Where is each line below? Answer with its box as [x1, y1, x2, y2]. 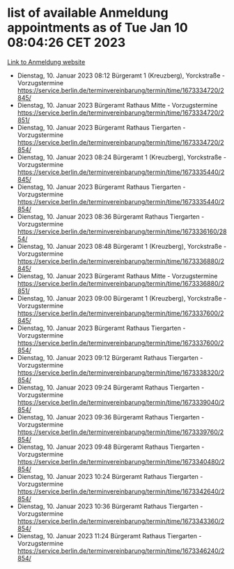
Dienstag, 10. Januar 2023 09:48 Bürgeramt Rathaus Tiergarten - [17, 442, 205, 451]
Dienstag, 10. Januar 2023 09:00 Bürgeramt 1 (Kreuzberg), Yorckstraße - [17, 294, 227, 302]
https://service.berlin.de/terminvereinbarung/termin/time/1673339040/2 [17, 398, 225, 406]
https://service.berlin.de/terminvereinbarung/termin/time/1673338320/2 [17, 368, 225, 377]
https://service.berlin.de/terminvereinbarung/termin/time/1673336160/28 [17, 227, 228, 236]
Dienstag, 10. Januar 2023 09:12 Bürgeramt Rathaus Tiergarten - [17, 353, 203, 361]
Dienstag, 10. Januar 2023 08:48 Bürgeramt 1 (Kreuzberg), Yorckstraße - [17, 242, 227, 250]
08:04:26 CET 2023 [7, 35, 126, 50]
